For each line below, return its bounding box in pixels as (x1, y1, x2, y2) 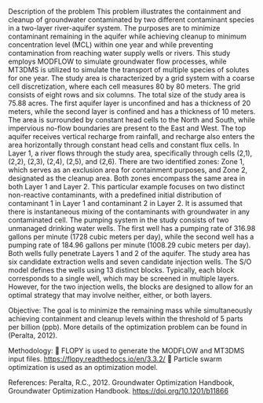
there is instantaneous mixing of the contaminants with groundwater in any (8, 207, 250, 216)
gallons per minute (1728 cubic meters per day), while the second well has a (8, 232, 254, 241)
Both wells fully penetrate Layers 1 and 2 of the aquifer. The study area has (8, 249, 250, 258)
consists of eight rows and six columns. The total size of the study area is (8, 90, 246, 99)
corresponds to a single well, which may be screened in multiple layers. (8, 274, 239, 283)
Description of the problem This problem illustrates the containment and (8, 7, 241, 16)
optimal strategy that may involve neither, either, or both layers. (8, 291, 213, 299)
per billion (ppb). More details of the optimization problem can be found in (8, 322, 247, 332)
